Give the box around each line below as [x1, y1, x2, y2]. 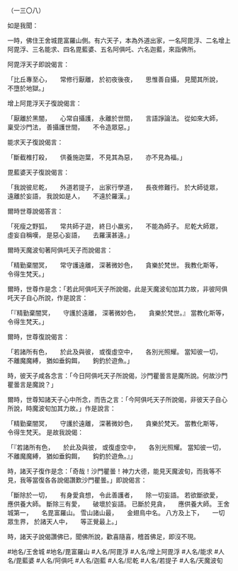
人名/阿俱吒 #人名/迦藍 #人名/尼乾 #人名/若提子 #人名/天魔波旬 [40, 556, 223, 565]
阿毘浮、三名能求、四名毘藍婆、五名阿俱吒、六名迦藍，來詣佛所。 [7, 45, 200, 53]
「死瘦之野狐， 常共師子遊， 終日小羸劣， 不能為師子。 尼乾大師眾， [7, 222, 219, 230]
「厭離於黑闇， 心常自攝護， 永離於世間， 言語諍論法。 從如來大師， [7, 114, 219, 122]
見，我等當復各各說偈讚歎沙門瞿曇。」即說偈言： [7, 476, 147, 484]
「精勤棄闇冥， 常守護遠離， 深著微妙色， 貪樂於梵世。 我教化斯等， [7, 261, 219, 269]
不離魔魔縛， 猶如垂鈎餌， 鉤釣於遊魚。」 [7, 357, 133, 364]
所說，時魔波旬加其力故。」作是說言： [7, 404, 116, 413]
